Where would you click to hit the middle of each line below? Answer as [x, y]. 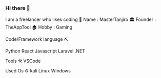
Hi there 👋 [18, 8]
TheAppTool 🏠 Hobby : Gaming [39, 27]
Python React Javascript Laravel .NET [45, 51]
